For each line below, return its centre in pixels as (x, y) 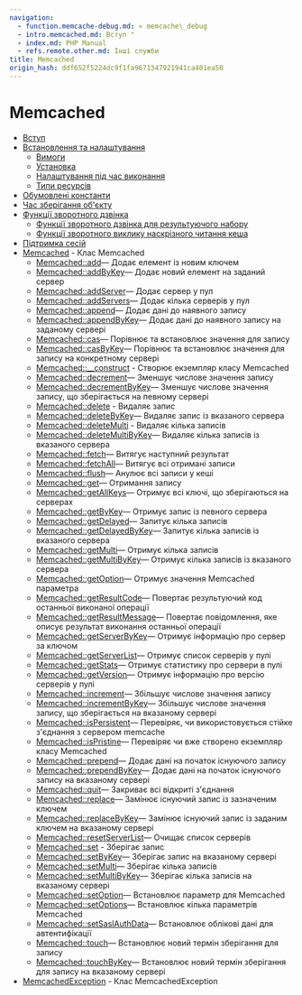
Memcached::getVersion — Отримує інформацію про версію (150, 674)
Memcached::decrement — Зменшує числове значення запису (155, 377)
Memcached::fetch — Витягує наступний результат (133, 454)
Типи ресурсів (64, 185)
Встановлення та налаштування (84, 147)
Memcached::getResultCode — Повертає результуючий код (149, 597)
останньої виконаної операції (92, 607)
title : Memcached (42, 60)
